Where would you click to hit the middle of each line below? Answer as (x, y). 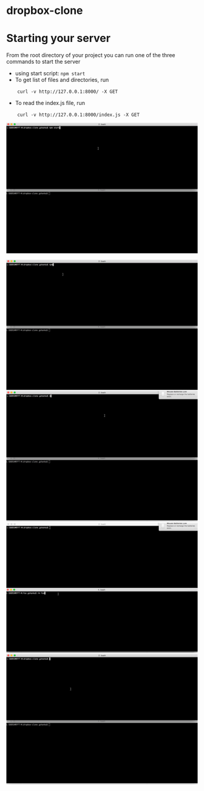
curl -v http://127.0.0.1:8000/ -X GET (68, 92)
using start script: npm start (50, 73)
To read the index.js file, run (50, 103)
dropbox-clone (45, 11)
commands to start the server (43, 62)
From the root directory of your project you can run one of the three (91, 55)
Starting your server (59, 39)
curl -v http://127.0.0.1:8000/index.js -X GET (78, 115)
